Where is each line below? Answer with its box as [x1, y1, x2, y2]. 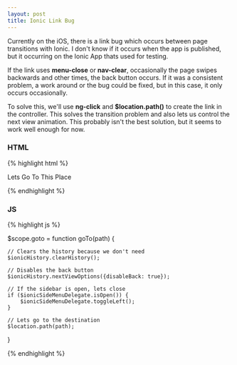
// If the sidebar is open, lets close [7, 286, 126, 293]
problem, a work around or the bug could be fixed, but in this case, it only [7, 81, 223, 89]
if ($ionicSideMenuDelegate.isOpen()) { [7, 292, 130, 299]
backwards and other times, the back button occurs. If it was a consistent [7, 73, 223, 82]
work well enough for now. [7, 125, 85, 133]
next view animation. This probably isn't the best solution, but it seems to [7, 117, 222, 125]
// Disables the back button [7, 267, 94, 274]
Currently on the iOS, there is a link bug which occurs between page [7, 36, 208, 45]
